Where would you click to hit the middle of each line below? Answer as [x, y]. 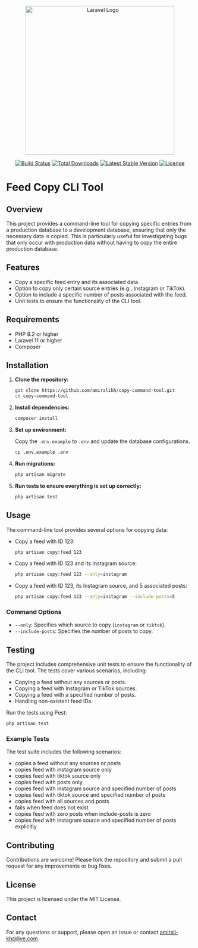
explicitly [26, 827]
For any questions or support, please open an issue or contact [82, 932]
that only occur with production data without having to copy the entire [92, 242]
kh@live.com [22, 938]
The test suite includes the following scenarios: [64, 752]
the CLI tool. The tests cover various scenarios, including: [77, 671]
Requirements [33, 319]
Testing [21, 650]
